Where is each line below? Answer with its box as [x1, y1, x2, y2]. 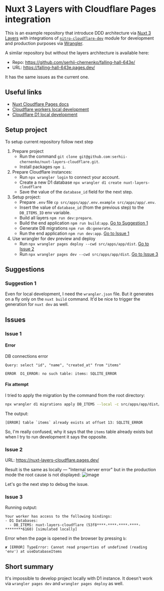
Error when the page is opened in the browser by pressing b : [5, 535, 127, 541]
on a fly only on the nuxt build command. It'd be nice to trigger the [5, 296, 141, 302]
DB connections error [5, 353, 48, 359]
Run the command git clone [19, 153, 78, 159]
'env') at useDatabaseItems [5, 549, 62, 554]
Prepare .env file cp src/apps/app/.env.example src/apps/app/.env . [19, 199, 156, 205]
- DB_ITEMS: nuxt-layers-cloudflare [9, 523, 84, 527]
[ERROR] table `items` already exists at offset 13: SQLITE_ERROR [5, 420, 143, 425]
